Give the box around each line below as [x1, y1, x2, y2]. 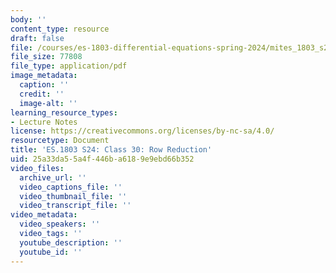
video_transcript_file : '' [19, 201, 132, 211]
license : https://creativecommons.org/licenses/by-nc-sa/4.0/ [10, 126, 275, 136]
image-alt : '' [19, 98, 78, 108]
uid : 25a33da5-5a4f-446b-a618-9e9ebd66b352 [10, 154, 195, 164]
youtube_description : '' [19, 237, 123, 248]
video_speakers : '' [19, 219, 101, 230]
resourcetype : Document [10, 136, 110, 146]
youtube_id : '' [19, 247, 83, 257]
